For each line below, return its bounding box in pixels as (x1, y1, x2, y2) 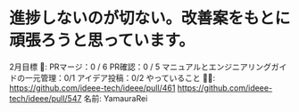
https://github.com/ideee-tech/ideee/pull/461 (9, 82, 176, 93)
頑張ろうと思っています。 (9, 30, 195, 51)
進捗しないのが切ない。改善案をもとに (9, 8, 291, 28)
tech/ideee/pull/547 (9, 92, 82, 103)
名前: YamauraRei (83, 92, 148, 103)
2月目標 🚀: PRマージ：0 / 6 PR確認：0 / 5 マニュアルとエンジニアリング (9, 61, 272, 72)
